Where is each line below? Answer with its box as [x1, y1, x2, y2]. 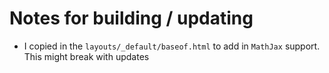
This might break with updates [23, 50, 150, 62]
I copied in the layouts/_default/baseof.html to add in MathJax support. [23, 40, 321, 52]
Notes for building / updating [9, 7, 254, 30]
